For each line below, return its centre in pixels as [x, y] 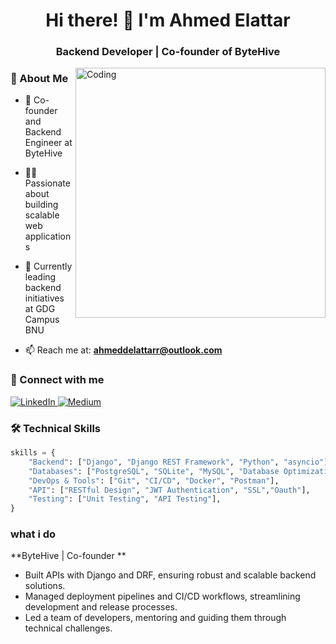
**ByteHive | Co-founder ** [68, 556]
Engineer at [48, 143]
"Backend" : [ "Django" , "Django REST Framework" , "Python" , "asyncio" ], [180, 462]
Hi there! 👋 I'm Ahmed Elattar [168, 20]
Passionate [47, 183]
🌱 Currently [48, 266]
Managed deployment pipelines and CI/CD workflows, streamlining [162, 596]
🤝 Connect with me [57, 380]
